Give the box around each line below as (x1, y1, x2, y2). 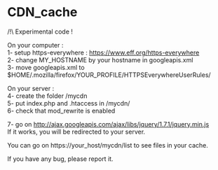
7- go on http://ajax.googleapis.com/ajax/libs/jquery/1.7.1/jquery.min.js (7, 120, 210, 128)
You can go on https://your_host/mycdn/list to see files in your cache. (7, 141, 209, 149)
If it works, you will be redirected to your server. (7, 127, 146, 136)
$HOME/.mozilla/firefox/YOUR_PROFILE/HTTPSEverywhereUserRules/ (7, 71, 212, 79)
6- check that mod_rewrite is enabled (7, 106, 116, 115)
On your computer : (7, 41, 64, 49)
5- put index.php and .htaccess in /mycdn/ (7, 99, 130, 107)
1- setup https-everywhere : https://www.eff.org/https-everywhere (7, 48, 200, 57)
